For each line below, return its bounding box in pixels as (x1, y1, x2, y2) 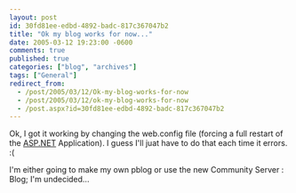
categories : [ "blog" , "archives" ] (9, 63, 138, 72)
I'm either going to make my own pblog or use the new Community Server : (9, 165, 284, 175)
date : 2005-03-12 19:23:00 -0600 (9, 37, 133, 47)
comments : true (9, 46, 66, 55)
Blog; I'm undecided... (9, 174, 90, 185)
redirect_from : (9, 79, 66, 88)
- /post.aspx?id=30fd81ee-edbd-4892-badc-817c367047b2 (17, 104, 225, 113)
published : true (9, 54, 69, 63)
